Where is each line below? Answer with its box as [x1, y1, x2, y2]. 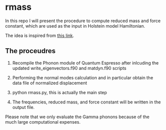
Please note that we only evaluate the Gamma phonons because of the [5, 114, 150, 120]
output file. [12, 104, 35, 110]
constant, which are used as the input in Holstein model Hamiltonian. [5, 23, 145, 29]
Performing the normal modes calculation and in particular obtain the [12, 74, 154, 80]
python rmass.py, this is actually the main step [12, 89, 108, 95]
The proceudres [5, 47, 56, 55]
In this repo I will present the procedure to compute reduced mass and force [5, 18, 161, 24]
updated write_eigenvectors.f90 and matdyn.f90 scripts [12, 65, 126, 71]
